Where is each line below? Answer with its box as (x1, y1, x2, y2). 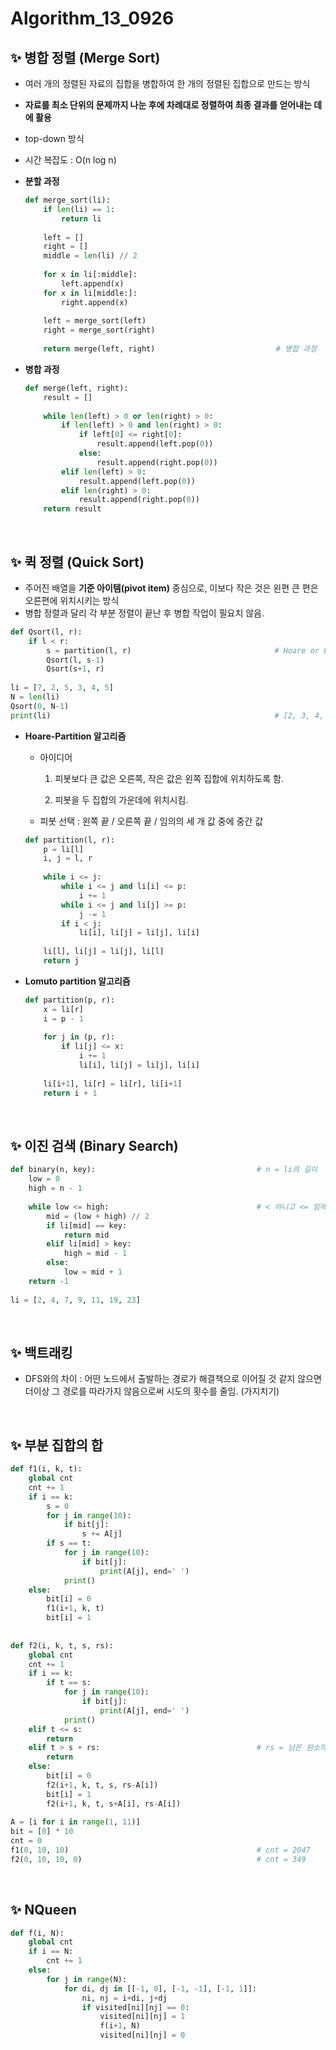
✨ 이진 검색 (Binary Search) (10, 1137, 179, 1154)
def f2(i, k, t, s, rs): (10, 1640, 114, 1651)
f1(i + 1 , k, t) (46, 1603, 105, 1614)
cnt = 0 (10, 1836, 43, 1846)
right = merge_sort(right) (43, 325, 156, 336)
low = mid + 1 (63, 1267, 123, 1277)
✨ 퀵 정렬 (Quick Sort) (10, 553, 145, 571)
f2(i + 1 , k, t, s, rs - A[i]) (46, 1780, 159, 1790)
